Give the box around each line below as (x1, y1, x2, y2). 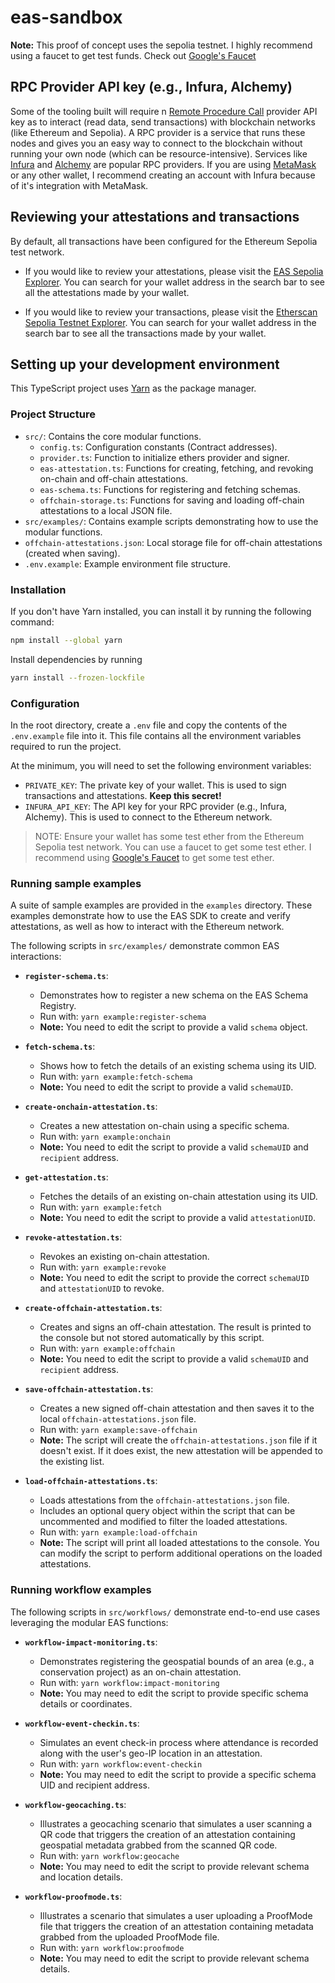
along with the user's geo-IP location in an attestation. (39, 1747, 263, 1759)
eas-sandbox (10, 6, 123, 29)
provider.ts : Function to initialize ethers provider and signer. (39, 451, 290, 463)
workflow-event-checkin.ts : (24, 1717, 140, 1729)
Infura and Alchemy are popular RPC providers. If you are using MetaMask (10, 158, 317, 170)
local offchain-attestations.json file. (39, 1413, 197, 1425)
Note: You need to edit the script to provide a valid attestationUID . (39, 1212, 317, 1224)
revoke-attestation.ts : (24, 1231, 123, 1243)
